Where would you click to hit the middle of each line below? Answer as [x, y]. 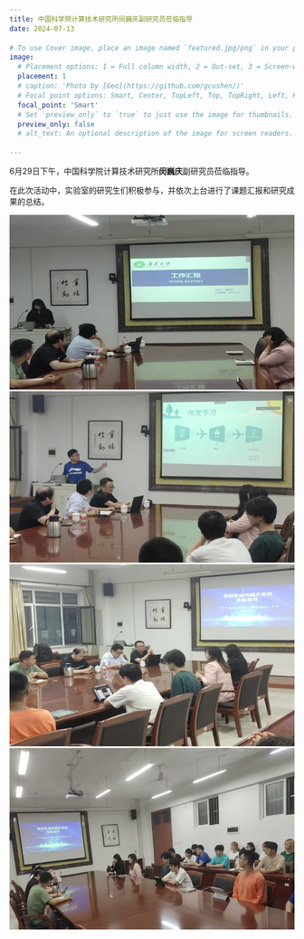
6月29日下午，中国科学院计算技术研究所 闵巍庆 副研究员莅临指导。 [132, 171]
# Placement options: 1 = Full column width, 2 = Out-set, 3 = [139, 67]
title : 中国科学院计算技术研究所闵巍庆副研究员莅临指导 [101, 19]
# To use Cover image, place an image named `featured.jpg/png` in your [149, 48]
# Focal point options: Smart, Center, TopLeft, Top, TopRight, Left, [153, 95]
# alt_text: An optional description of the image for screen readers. [156, 134]
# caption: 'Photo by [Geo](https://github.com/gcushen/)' [131, 86]
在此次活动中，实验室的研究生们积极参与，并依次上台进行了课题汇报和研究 [148, 190]
